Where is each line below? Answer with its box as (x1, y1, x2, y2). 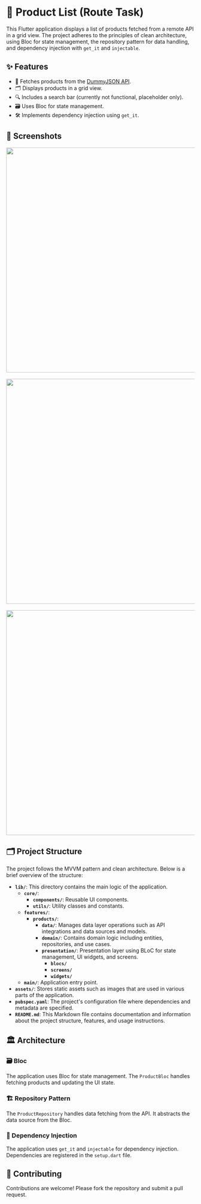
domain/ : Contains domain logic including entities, (41, 934, 164, 941)
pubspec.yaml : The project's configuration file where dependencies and (14, 998, 190, 1005)
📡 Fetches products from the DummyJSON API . (14, 77, 132, 85)
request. (6, 1191, 27, 1199)
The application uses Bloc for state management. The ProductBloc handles (6, 1073, 190, 1080)
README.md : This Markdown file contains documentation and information (14, 1011, 191, 1018)
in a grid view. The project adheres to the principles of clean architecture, (6, 31, 187, 38)
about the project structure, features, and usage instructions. (14, 1017, 166, 1025)
